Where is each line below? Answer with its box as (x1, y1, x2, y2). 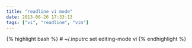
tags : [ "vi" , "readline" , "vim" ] (6, 19, 89, 25)
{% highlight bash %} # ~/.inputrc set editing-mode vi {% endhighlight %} (6, 36, 187, 43)
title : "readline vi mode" (6, 8, 73, 15)
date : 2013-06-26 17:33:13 (6, 14, 73, 20)
